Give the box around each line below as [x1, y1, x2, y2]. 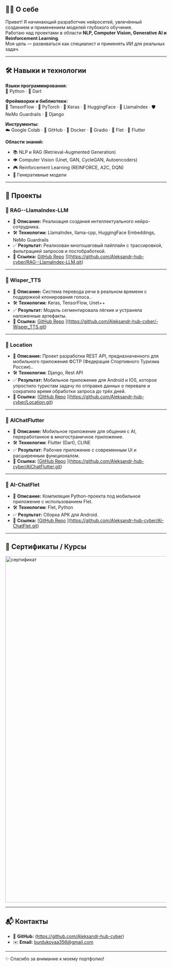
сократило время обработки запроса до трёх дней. [12, 388, 126, 394]
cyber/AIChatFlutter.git [12, 464, 61, 470]
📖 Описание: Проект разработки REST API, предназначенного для [12, 352, 159, 359]
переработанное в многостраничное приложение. [12, 434, 124, 440]
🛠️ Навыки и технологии [5, 66, 87, 75]
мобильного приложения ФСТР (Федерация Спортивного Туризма [12, 358, 160, 364]
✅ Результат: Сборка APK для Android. [12, 511, 99, 518]
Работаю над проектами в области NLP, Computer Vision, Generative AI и [5, 29, 167, 36]
